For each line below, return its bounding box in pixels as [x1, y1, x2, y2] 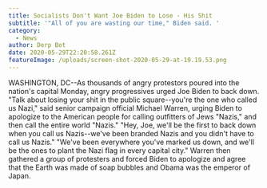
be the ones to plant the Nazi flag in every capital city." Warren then [8, 145, 231, 155]
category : [8, 26, 42, 34]
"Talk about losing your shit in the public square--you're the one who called [8, 95, 257, 104]
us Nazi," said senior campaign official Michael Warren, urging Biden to [8, 103, 242, 112]
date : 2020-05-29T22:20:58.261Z [8, 49, 116, 57]
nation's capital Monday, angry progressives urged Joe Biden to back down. [8, 86, 260, 96]
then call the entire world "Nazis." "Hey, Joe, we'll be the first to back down [8, 120, 257, 130]
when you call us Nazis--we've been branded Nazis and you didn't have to [8, 128, 254, 138]
